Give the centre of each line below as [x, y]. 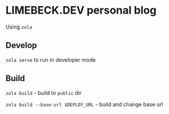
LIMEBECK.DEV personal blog [81, 10]
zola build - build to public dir [44, 93]
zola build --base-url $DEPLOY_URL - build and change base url [84, 104]
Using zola [19, 27]
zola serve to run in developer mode [51, 59]
